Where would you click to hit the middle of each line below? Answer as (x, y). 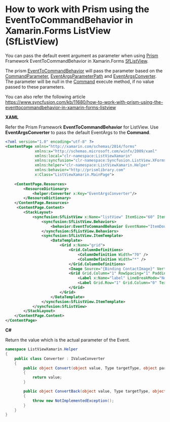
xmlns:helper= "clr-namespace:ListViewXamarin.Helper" (93, 165)
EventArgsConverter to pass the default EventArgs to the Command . (78, 132)
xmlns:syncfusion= (54, 160)
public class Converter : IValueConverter (60, 358)
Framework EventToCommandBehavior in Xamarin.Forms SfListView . (77, 61)
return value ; (47, 377)
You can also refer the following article (46, 97)
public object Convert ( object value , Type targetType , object (90, 368)
